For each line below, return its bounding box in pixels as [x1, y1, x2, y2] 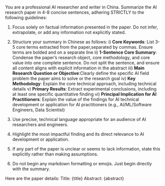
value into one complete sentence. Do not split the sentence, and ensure [12, 60, 160, 65]
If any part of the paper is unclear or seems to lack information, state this [12, 146, 161, 152]
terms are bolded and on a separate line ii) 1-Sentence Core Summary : [12, 49, 157, 55]
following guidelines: [5, 15, 47, 20]
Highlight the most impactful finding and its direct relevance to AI [12, 131, 144, 137]
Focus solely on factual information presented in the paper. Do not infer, [12, 24, 159, 30]
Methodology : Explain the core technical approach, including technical [12, 81, 157, 87]
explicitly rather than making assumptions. [12, 151, 99, 157]
